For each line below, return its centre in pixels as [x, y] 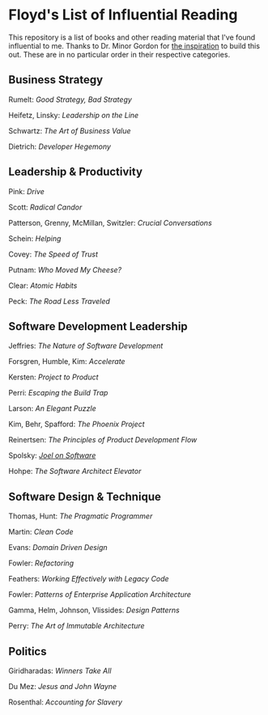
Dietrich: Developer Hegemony [60, 146]
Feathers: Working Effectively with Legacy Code [89, 579]
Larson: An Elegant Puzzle [52, 408]
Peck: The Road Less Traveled [60, 301]
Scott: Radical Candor [45, 207]
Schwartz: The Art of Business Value [70, 130]
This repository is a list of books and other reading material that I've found [132, 37]
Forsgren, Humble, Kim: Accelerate [67, 362]
